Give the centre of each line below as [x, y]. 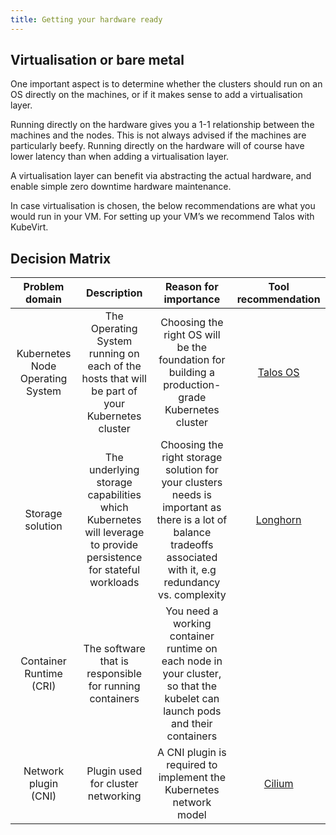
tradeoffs [192, 545]
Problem [44, 287]
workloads [114, 583]
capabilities [114, 495]
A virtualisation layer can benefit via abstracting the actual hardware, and [161, 176]
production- [192, 385]
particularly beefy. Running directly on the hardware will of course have [157, 146]
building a [191, 373]
